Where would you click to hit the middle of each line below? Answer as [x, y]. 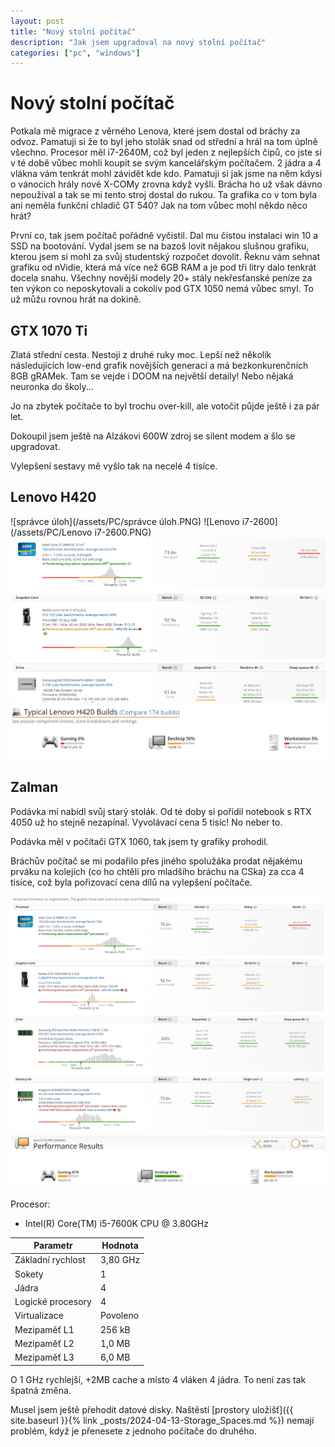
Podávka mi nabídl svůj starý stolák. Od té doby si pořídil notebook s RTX [161, 811]
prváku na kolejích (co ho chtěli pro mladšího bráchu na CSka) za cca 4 [157, 871]
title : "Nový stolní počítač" [73, 31]
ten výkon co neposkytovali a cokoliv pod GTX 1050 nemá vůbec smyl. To [162, 289]
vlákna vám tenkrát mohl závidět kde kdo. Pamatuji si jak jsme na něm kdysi [166, 174]
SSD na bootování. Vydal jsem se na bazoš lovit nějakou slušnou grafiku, [160, 246]
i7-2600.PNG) [123, 532]
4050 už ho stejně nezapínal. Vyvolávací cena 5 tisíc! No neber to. [146, 822]
